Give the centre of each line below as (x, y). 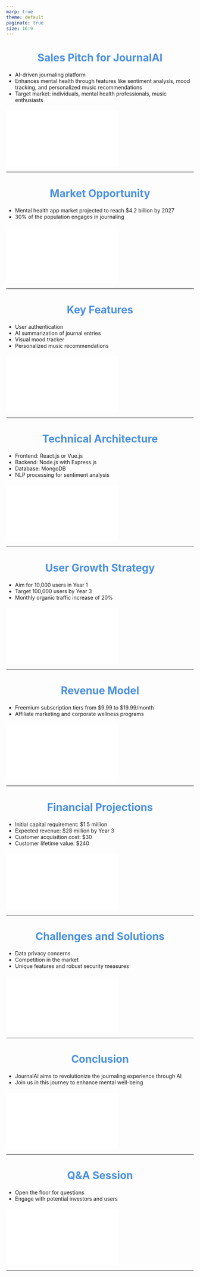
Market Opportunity (100, 193)
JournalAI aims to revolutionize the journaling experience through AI (98, 1076)
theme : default (25, 17)
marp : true (20, 12)
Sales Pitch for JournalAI (100, 58)
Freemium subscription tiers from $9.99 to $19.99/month (84, 708)
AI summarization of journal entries (58, 333)
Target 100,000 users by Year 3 (53, 591)
